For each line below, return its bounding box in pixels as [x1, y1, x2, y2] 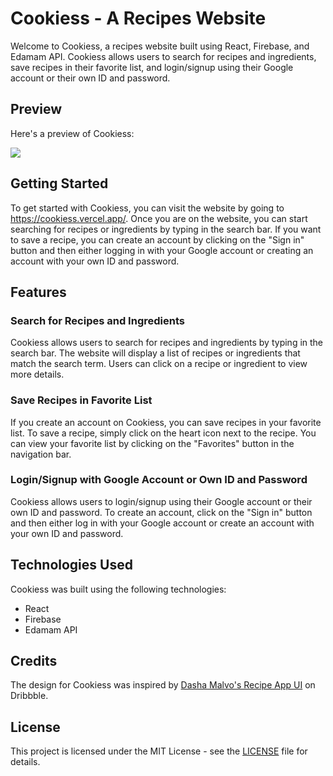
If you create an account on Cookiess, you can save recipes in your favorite [10, 416, 322, 428]
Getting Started [10, 175, 109, 192]
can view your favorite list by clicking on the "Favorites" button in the [10, 437, 295, 449]
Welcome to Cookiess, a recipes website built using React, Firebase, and [10, 40, 310, 52]
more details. [10, 368, 65, 381]
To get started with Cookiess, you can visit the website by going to [10, 202, 285, 214]
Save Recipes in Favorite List [10, 393, 153, 407]
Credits [10, 653, 58, 670]
